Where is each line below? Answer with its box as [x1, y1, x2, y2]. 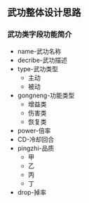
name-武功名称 [17, 47, 62, 55]
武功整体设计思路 [7, 6, 81, 19]
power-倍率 [17, 126, 51, 135]
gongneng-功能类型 [17, 91, 75, 99]
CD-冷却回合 [17, 135, 55, 143]
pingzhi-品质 [17, 144, 55, 152]
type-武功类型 [17, 64, 58, 73]
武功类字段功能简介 [7, 30, 72, 39]
